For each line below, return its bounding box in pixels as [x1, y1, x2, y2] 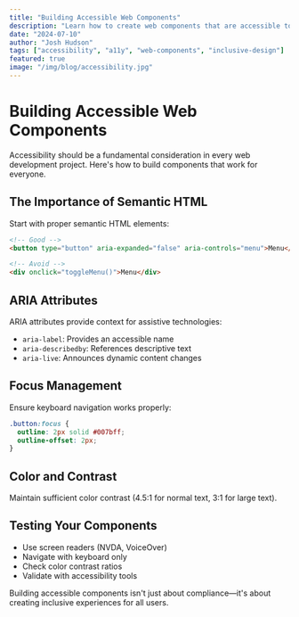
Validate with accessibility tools [21, 570, 138, 580]
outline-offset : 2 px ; [17, 436, 98, 445]
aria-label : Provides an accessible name [21, 333, 174, 344]
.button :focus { [9, 419, 69, 428]
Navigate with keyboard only [21, 551, 127, 562]
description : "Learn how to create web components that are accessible [9, 21, 280, 30]
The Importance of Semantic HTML [9, 194, 208, 210]
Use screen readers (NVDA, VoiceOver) [21, 541, 167, 553]
